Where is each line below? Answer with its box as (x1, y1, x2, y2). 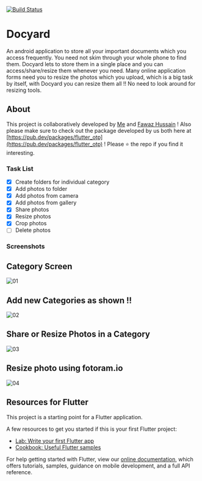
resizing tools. (6, 86, 41, 94)
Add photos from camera (15, 192, 79, 199)
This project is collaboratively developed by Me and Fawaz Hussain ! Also (6, 120, 192, 128)
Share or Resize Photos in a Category (6, 329, 151, 340)
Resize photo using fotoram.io (6, 363, 123, 373)
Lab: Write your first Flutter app (15, 437, 95, 444)
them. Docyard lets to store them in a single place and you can (6, 60, 164, 67)
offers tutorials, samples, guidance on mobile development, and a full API (6, 462, 190, 469)
